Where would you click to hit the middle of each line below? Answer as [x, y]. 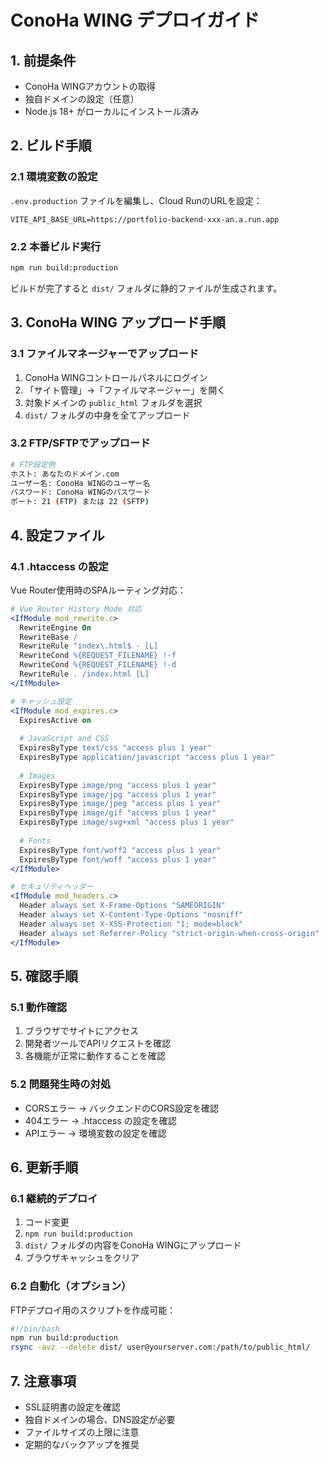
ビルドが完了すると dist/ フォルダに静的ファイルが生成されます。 [146, 288]
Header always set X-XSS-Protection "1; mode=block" [131, 924]
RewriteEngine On [55, 627]
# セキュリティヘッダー [52, 887]
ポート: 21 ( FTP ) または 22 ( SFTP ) [80, 502]
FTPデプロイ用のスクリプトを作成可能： [93, 1310]
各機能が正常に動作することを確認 [95, 1056]
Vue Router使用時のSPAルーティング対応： [98, 590]
